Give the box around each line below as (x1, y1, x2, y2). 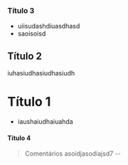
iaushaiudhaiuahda (17, 117, 73, 126)
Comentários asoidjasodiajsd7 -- (24, 149, 121, 158)
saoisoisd (17, 29, 46, 38)
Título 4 (7, 134, 31, 142)
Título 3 (7, 6, 35, 16)
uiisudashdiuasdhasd (17, 22, 80, 31)
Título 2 (7, 50, 43, 62)
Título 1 (7, 94, 51, 110)
